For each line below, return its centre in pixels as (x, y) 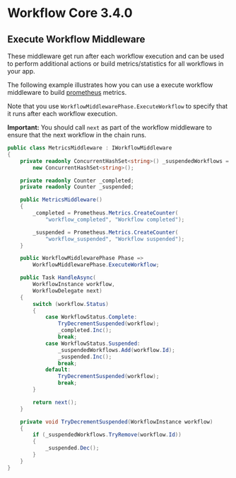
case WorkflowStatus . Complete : (91, 317)
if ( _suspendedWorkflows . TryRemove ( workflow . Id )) (107, 435)
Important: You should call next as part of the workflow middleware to (110, 127)
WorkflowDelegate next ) (67, 291)
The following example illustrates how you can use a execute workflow (110, 85)
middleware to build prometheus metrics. (67, 92)
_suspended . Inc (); (85, 357)
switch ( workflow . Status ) (71, 304)
